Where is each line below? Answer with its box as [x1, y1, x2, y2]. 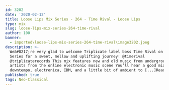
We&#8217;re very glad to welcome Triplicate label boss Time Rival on [10, 49, 163, 54]
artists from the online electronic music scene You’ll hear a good [10, 63, 156, 68]
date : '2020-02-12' [5, 12, 46, 17]
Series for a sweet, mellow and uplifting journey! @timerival [10, 53, 145, 59]
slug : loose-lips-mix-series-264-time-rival [5, 26, 100, 31]
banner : [5, 35, 22, 40]
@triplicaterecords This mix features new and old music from [10, 58, 143, 63]
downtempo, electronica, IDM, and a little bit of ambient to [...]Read [10, 68, 165, 73]
